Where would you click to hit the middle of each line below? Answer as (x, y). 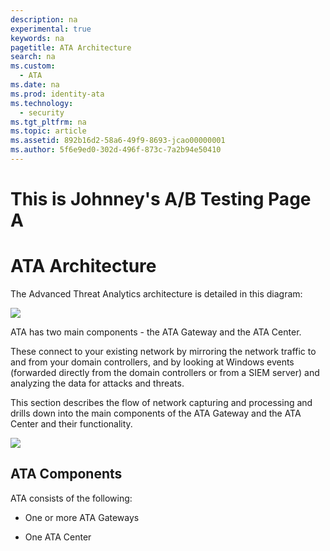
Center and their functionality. (71, 424)
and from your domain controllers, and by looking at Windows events (152, 362)
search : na (33, 57)
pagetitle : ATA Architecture (71, 47)
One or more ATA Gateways (82, 517)
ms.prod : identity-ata (57, 94)
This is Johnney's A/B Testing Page (161, 199)
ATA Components (66, 474)
